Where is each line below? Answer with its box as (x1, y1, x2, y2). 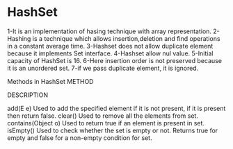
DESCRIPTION (7, 91, 49, 99)
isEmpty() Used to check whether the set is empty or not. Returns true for (7, 126, 218, 134)
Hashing (7, 34, 31, 42)
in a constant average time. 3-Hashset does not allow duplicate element (7, 42, 214, 50)
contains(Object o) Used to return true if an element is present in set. (7, 119, 205, 127)
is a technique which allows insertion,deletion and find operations (32, 34, 220, 42)
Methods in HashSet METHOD (7, 77, 94, 85)
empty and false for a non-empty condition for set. (7, 133, 152, 142)
